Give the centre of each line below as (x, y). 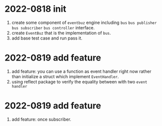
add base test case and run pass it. (47, 38)
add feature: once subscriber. (41, 119)
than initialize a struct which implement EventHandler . (65, 76)
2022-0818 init (35, 9)
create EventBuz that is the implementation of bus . (61, 33)
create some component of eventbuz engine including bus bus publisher (84, 22)
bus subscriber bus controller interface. (53, 27)
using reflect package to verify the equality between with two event (79, 82)
